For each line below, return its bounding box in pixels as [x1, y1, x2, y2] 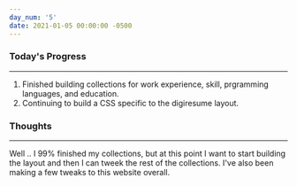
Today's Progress [9, 50, 87, 63]
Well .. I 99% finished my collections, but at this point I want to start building [9, 148, 286, 159]
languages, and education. [21, 88, 119, 98]
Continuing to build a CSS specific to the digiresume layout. [21, 97, 240, 108]
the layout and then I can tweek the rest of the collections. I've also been [9, 158, 274, 168]
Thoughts [9, 120, 52, 132]
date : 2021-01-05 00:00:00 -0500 [9, 21, 133, 30]
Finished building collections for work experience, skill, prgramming [21, 79, 270, 89]
